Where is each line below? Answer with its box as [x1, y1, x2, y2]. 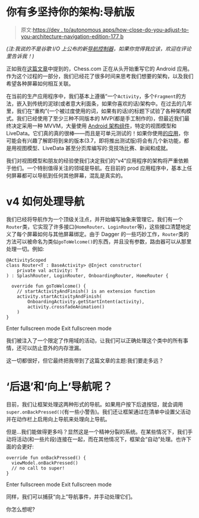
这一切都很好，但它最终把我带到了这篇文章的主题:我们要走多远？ [6, 357, 165, 364]
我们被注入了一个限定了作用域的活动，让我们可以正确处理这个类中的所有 [6, 336, 183, 344]
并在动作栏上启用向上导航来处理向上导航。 [6, 415, 110, 422]
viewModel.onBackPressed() [11, 460, 78, 466]
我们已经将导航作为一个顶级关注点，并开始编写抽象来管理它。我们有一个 [6, 215, 183, 223]
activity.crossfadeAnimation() [27, 304, 105, 310]
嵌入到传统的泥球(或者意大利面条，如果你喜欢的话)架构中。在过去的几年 [16, 100, 192, 107]
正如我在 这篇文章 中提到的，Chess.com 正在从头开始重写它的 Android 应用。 [6, 65, 193, 72]
